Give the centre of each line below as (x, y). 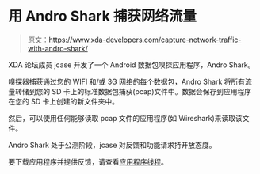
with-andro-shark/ (58, 48)
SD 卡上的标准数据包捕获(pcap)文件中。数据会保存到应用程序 (151, 91)
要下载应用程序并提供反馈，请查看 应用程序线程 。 (88, 161)
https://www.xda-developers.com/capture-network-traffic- (145, 40)
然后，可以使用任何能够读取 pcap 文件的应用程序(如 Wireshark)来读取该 (126, 118)
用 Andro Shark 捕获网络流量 (102, 16)
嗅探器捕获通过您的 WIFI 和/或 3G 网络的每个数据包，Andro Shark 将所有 (127, 81)
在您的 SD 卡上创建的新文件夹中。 (63, 101)
